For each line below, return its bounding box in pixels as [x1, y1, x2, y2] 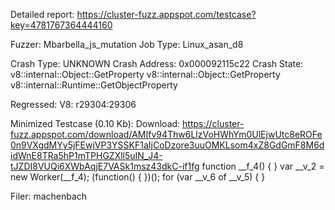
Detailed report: [10, 9, 75, 20]
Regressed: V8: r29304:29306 [10, 99, 137, 110]
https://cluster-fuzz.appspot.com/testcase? [76, 9, 257, 20]
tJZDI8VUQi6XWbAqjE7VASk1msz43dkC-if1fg [10, 160, 200, 172]
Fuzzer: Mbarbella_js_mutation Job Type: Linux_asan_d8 [10, 39, 244, 50]
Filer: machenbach [10, 190, 88, 202]
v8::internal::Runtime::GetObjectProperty [10, 79, 178, 91]
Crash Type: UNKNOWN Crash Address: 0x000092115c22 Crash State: [10, 58, 304, 69]
